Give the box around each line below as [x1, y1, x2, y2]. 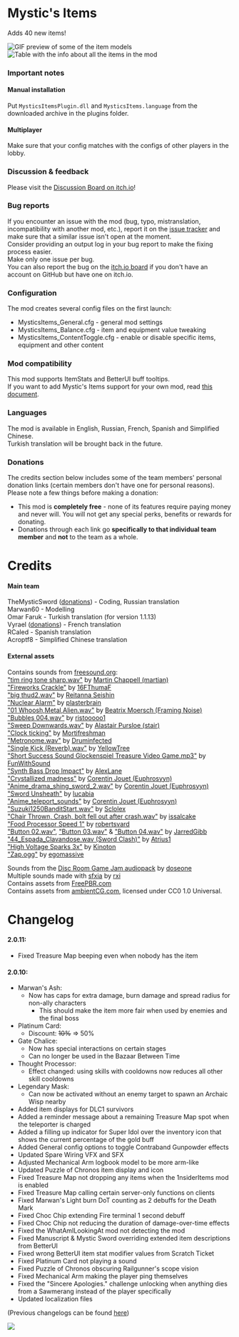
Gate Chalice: [17, 1037, 58, 1046]
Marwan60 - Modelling [7, 605, 75, 614]
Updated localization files [17, 1295, 93, 1303]
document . [7, 390, 39, 399]
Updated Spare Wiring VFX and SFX [17, 1151, 124, 1159]
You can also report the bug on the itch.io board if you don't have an [7, 262, 208, 271]
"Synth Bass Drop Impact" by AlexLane [7, 766, 123, 775]
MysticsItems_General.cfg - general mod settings [17, 318, 163, 326]
